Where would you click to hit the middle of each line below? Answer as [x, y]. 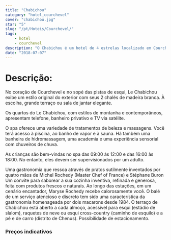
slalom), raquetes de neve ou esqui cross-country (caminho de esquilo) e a [84, 213]
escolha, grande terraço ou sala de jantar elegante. [59, 103]
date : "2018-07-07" [26, 53]
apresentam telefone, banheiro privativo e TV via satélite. [65, 118]
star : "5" [16, 24]
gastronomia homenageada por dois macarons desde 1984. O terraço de [81, 202]
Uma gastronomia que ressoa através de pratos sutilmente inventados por [83, 170]
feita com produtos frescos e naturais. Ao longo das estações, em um [78, 186]
